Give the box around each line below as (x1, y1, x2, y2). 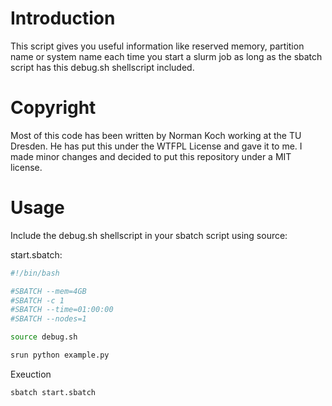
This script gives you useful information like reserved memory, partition (10, 40, 305, 52)
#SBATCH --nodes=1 (10, 314, 87, 324)
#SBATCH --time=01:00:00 (10, 305, 114, 315)
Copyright (10, 97, 97, 119)
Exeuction (10, 368, 52, 380)
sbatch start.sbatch (10, 387, 97, 397)
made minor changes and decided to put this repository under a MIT (10, 150, 292, 162)
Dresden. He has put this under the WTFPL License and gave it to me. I (10, 140, 303, 152)
